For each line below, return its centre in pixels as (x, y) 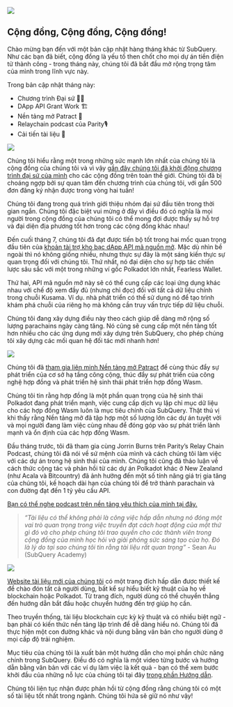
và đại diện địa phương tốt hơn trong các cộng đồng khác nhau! (98, 226)
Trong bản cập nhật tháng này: (51, 84)
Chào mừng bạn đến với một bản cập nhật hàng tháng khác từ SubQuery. (112, 49)
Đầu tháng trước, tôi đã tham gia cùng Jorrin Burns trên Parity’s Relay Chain (116, 446)
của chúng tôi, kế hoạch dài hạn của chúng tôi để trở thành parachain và (111, 483)
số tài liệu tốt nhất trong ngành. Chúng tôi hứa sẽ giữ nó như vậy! (100, 695)
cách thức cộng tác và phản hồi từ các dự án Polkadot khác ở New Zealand (115, 468)
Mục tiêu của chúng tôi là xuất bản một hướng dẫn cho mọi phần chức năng (115, 653)
